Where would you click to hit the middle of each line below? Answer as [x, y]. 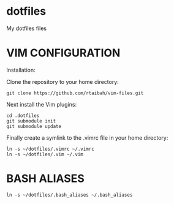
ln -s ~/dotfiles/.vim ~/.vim [45, 154]
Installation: [21, 70]
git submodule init [31, 121]
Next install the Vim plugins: [42, 104]
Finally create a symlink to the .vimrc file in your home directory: [87, 138]
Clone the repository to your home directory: [63, 81]
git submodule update [34, 126]
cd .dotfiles [23, 115]
